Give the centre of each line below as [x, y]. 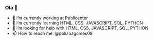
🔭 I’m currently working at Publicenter [50, 18]
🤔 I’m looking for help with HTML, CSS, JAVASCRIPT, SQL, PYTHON [80, 28]
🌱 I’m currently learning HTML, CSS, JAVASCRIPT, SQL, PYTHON [77, 23]
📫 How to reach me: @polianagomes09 [52, 33]
